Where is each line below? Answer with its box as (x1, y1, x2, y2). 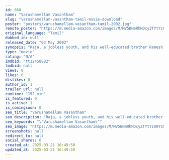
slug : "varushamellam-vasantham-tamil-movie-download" (5, 17, 123, 22)
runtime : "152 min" (5, 91, 46, 96)
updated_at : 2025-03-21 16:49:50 (5, 147, 75, 152)
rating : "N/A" (5, 54, 35, 59)
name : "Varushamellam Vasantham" (5, 12, 75, 17)
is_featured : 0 (5, 96, 37, 101)
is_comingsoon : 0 (5, 105, 42, 110)
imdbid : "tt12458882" (5, 59, 51, 64)
